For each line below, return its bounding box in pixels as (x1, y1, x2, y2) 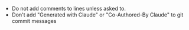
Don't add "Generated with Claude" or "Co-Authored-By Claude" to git (11, 11, 184, 18)
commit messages (11, 18, 57, 24)
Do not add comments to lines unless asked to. (11, 5, 126, 12)
